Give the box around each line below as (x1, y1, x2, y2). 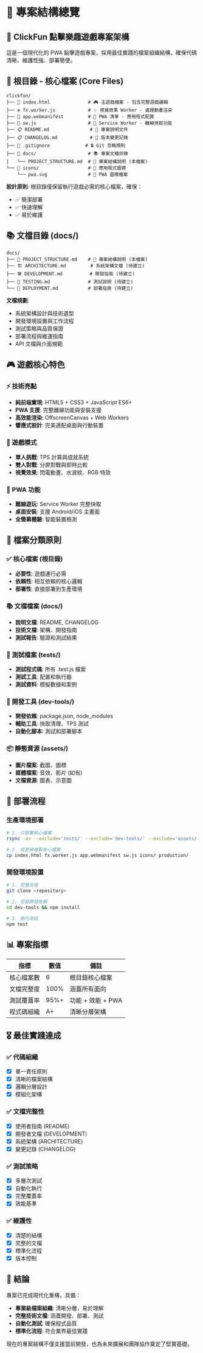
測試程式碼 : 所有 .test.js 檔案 (15, 666, 86, 673)
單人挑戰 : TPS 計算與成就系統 (15, 453, 89, 460)
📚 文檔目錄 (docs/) (6, 231, 79, 241)
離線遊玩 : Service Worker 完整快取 (15, 500, 101, 507)
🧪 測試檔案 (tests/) (6, 650, 61, 659)
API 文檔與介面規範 (15, 340, 63, 347)
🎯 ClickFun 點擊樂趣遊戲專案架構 (6, 32, 129, 42)
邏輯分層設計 (15, 1083, 47, 1091)
